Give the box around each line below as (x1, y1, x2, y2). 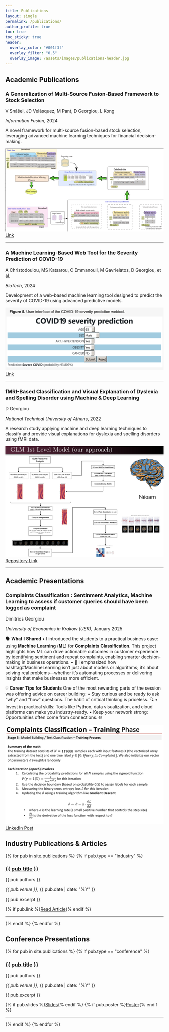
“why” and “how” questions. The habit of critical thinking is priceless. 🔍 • (5, 697, 158, 703)
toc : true (5, 29, 26, 35)
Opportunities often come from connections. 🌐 (5, 714, 102, 720)
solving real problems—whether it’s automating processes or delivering (5, 670, 153, 676)
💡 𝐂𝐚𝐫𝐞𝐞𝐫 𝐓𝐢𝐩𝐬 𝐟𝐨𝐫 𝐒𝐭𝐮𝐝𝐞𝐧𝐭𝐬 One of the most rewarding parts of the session (5, 685, 161, 691)
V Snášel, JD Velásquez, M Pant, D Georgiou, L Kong (5, 108, 115, 114)
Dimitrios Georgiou (5, 616, 44, 622)
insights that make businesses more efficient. (5, 675, 99, 681)
